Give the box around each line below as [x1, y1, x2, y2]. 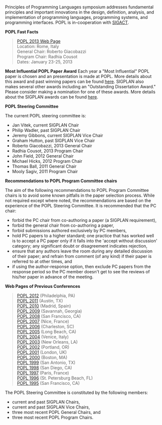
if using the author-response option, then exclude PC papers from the [12, 264, 151, 269]
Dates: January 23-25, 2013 [16, 59, 73, 64]
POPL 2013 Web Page [16, 38, 61, 44]
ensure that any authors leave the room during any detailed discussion [12, 248, 153, 254]
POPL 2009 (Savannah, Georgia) [16, 308, 82, 314]
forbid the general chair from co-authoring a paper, [12, 222, 115, 228]
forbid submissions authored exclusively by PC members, [12, 228, 127, 233]
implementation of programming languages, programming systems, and [5, 15, 148, 20]
